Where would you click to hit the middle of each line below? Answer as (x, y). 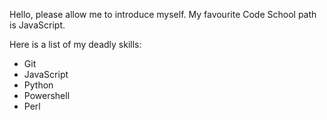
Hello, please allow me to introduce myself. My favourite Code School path (163, 14)
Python (38, 85)
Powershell (47, 95)
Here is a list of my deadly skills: (75, 44)
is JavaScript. (37, 25)
